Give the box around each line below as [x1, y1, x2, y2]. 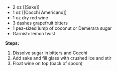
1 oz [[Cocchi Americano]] [12, 9, 67, 15]
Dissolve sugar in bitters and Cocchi [12, 50, 88, 56]
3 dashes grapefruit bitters [12, 20, 68, 26]
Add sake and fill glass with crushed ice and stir [12, 55, 112, 61]
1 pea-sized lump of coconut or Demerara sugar [12, 25, 112, 31]
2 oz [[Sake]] [12, 4, 40, 10]
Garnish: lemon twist [12, 31, 55, 36]
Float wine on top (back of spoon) [12, 61, 83, 66]
